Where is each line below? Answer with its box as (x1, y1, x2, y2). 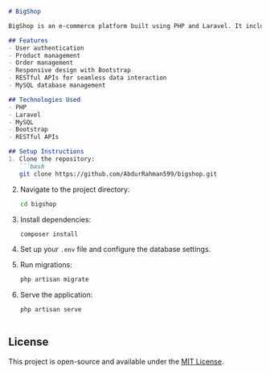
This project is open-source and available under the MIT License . (8, 356, 224, 366)
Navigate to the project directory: (19, 185, 130, 194)
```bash (18, 162, 45, 170)
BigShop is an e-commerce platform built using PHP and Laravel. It (8, 22, 243, 30)
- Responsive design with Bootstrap (8, 67, 131, 75)
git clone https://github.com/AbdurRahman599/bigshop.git (18, 169, 218, 178)
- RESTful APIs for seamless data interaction (8, 74, 167, 82)
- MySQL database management (8, 81, 106, 89)
